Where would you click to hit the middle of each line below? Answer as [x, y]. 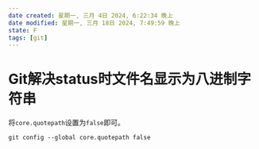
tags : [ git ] [28, 38]
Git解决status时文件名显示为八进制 [123, 79]
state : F [23, 30]
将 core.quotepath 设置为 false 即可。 [67, 123]
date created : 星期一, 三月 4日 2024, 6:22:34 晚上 [91, 15]
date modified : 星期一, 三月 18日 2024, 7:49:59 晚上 [94, 23]
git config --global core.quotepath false [79, 138]
